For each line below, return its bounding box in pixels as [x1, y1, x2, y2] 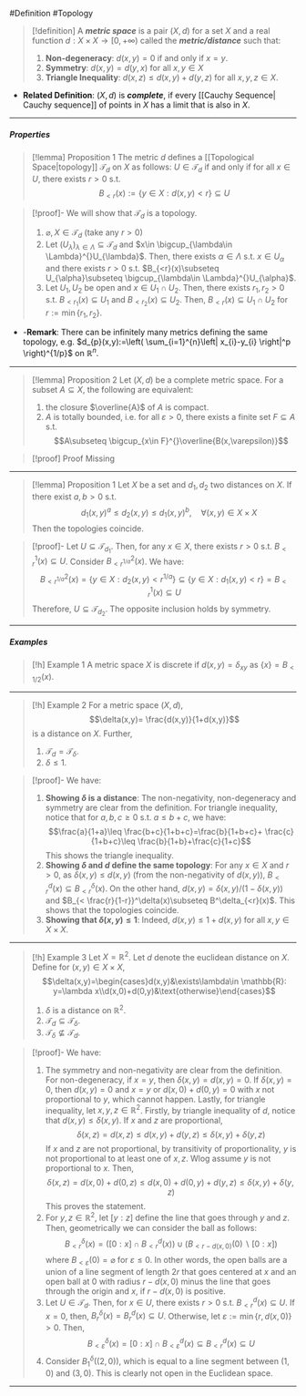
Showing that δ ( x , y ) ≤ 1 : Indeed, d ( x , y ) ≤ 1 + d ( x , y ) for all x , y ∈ [45, 914, 290, 925]
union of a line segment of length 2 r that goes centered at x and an [45, 1267, 297, 1278]
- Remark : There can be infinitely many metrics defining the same [22, 327, 269, 338]
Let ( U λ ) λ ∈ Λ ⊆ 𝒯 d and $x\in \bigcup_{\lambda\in [45, 239, 233, 251]
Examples [9, 636, 48, 647]
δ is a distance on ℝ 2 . [45, 1003, 127, 1015]
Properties [9, 128, 51, 139]
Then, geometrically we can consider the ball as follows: [45, 1222, 258, 1233]
